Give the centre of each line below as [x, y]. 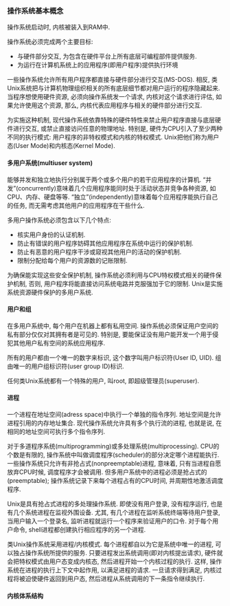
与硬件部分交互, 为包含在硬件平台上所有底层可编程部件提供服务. [107, 56]
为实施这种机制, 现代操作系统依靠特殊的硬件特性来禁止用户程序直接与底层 [111, 120]
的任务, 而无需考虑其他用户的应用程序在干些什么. [76, 205]
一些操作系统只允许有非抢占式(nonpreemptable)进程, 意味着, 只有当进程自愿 [114, 463]
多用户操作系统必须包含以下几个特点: [59, 220]
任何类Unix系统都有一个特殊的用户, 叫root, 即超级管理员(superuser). [103, 380]
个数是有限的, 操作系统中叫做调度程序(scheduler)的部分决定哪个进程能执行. [113, 455]
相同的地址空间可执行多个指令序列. [56, 431]
